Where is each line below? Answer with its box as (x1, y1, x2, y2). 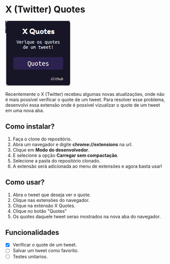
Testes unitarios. (12, 253, 48, 259)
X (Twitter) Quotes (5, 4, 86, 15)
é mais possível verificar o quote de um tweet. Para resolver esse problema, (5, 96, 165, 103)
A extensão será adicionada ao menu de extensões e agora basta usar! (12, 163, 162, 169)
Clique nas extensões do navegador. (12, 197, 90, 203)
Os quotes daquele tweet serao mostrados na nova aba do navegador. (12, 213, 161, 219)
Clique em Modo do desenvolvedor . (12, 147, 90, 153)
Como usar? (5, 178, 45, 187)
